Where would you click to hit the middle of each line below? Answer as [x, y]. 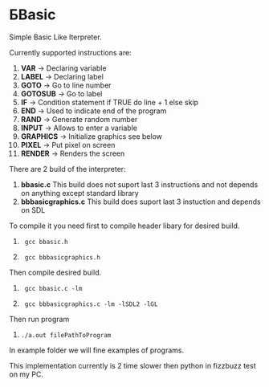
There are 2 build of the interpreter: [68, 169]
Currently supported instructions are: [70, 52]
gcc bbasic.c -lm [53, 288]
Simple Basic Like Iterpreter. [56, 37]
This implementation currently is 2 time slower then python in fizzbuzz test [132, 365]
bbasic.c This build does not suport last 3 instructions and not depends [139, 184]
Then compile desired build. [55, 272]
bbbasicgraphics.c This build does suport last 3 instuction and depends [141, 202]
